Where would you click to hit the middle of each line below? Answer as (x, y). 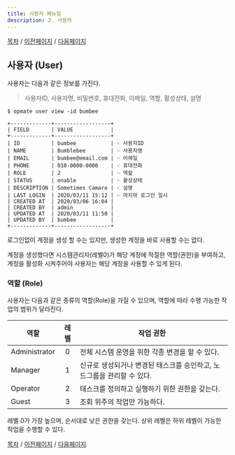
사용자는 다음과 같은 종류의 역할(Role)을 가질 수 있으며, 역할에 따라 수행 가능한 (114, 300)
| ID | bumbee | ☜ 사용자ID (76, 143)
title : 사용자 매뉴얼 (34, 14)
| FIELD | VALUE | (60, 130)
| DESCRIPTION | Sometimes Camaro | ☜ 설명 (70, 188)
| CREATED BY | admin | (60, 208)
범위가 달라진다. (42, 309)
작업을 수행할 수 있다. (36, 429)
